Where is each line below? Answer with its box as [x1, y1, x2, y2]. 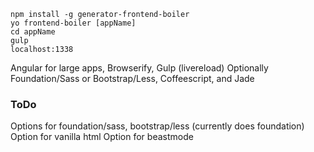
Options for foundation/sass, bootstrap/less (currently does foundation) [10, 120, 305, 132]
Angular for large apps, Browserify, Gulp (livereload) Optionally [10, 62, 269, 74]
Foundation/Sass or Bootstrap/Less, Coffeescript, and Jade [10, 73, 255, 84]
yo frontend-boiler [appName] [10, 18, 137, 28]
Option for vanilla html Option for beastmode [10, 131, 194, 143]
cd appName [10, 27, 56, 37]
